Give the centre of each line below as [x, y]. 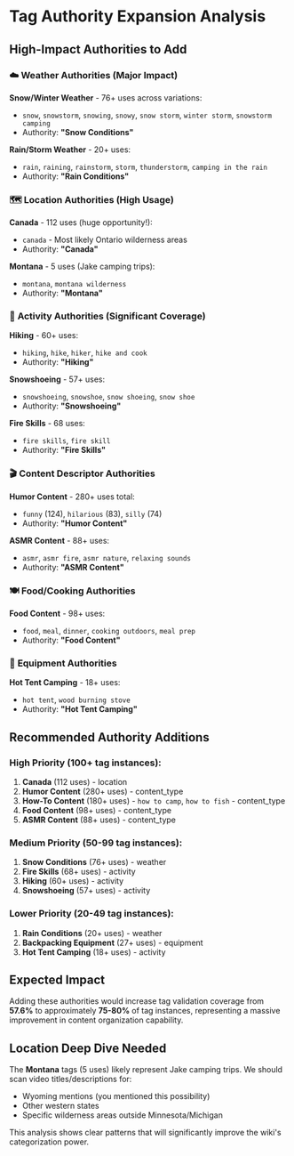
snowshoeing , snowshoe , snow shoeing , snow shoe [108, 397]
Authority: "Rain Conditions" [75, 176]
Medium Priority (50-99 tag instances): [96, 843]
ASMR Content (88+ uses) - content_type [99, 820]
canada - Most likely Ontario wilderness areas [105, 240]
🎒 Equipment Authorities [63, 663]
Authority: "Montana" [63, 293]
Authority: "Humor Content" [75, 523]
